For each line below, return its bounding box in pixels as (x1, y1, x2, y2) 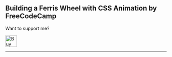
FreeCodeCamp (5, 12, 57, 21)
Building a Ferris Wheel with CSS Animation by (5, 4, 157, 13)
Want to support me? (5, 25, 50, 31)
